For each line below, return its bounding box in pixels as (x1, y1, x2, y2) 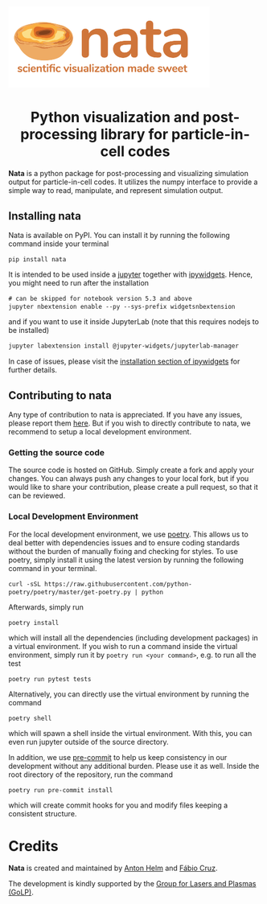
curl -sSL (8, 580, 42, 588)
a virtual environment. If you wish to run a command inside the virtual (8, 641, 238, 651)
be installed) (8, 326, 50, 335)
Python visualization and (30, 108, 200, 126)
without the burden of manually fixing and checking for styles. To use (8, 546, 239, 556)
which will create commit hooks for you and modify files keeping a (8, 800, 228, 810)
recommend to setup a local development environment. (8, 426, 191, 436)
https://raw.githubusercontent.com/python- (43, 580, 193, 588)
